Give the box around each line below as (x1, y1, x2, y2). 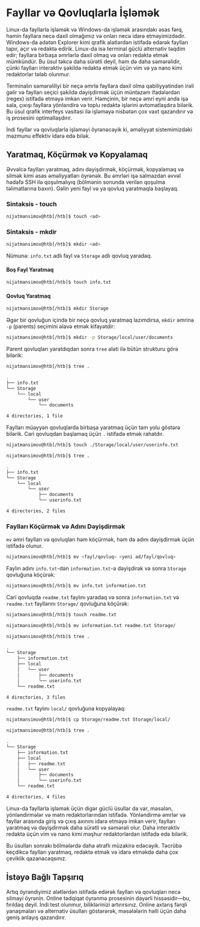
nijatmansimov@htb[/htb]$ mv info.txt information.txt (6, 583, 147, 589)
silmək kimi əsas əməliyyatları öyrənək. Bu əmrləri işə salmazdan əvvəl (6, 172, 181, 179)
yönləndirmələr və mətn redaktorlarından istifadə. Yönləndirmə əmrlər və (6, 811, 186, 818)
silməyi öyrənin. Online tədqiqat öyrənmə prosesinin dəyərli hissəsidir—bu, (6, 895, 191, 902)
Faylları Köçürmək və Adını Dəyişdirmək (6, 522, 126, 530)
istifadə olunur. (6, 542, 43, 549)
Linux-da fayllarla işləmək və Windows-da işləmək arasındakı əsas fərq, (6, 26, 183, 33)
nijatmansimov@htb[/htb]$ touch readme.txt (6, 611, 117, 617)
